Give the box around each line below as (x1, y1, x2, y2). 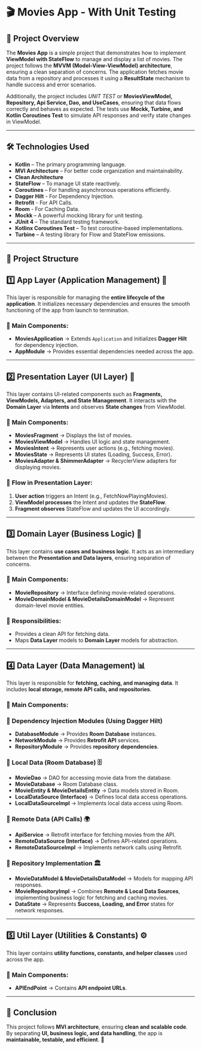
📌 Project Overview (6, 33, 80, 43)
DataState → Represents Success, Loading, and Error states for (14, 900, 175, 908)
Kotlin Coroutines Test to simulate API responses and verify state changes (6, 112, 191, 119)
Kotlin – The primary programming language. (14, 161, 126, 168)
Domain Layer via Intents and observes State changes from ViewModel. (6, 403, 187, 411)
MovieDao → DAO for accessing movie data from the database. (14, 774, 172, 782)
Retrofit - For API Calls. (14, 199, 73, 206)
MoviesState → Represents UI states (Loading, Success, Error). (14, 451, 172, 458)
